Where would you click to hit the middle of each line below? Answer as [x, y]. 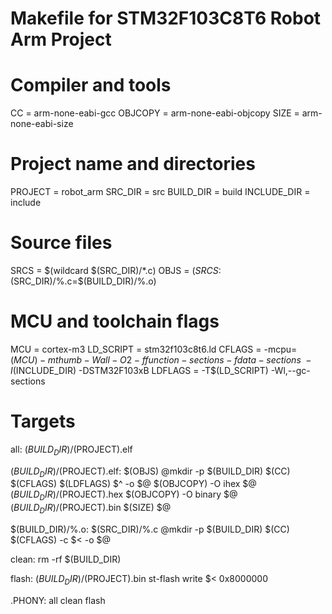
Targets [43, 421]
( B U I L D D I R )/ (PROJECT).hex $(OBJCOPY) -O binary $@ [124, 495]
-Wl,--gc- [290, 370]
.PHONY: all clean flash [58, 600]
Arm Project [61, 39]
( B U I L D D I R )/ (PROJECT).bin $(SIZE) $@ [91, 509]
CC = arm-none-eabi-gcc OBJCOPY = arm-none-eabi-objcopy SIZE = [155, 113]
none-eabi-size [42, 124]
